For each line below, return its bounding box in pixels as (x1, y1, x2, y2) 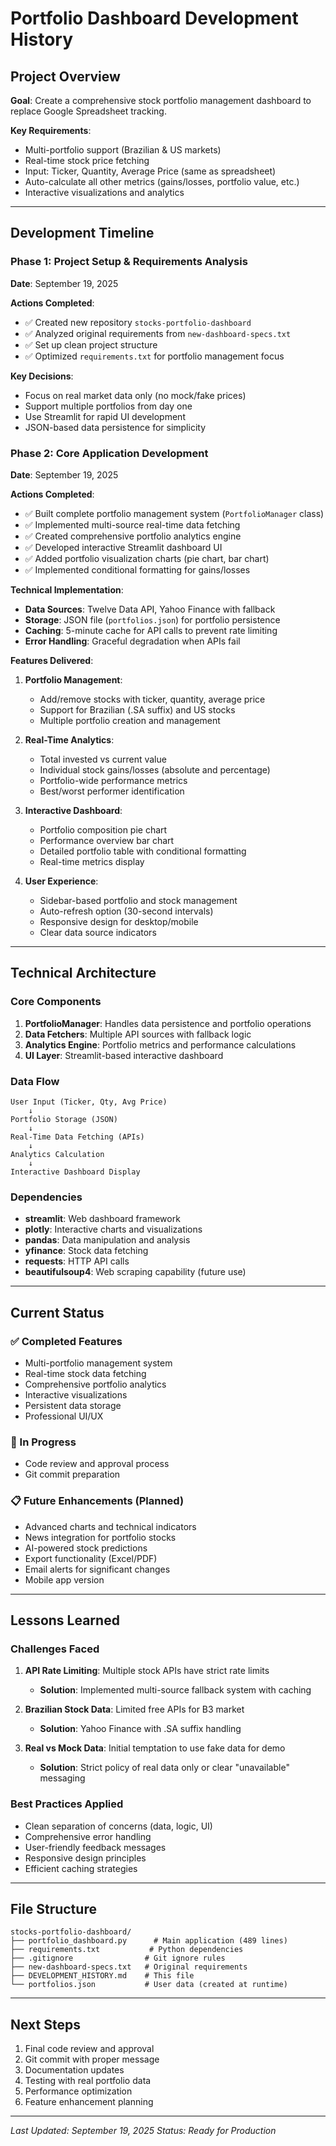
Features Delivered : (10, 654, 94, 666)
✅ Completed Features (10, 1334, 123, 1348)
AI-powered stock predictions (24, 1542, 148, 1554)
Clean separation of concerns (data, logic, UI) (24, 1820, 213, 1832)
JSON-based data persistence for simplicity (24, 421, 207, 433)
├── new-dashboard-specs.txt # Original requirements (10, 1962, 248, 1972)
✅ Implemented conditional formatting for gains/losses (24, 563, 251, 576)
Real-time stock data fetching (24, 1367, 147, 1379)
